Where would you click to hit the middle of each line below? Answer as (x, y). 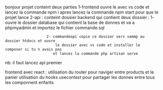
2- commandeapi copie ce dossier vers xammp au (96, 36)
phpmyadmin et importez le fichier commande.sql (55, 28)
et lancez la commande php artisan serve (95, 54)
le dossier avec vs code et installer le (98, 45)
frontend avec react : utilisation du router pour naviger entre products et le (80, 72)
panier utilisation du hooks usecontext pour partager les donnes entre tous (80, 77)
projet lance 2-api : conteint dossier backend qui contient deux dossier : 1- (80, 17)
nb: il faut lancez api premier (34, 63)
